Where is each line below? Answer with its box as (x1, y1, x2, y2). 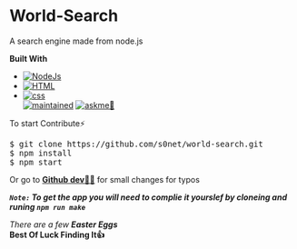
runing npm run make (9, 201, 86, 212)
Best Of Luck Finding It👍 (9, 229, 105, 240)
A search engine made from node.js (9, 35, 144, 46)
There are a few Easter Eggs (9, 219, 118, 230)
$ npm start (9, 156, 63, 167)
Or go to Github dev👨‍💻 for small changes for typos (9, 174, 200, 184)
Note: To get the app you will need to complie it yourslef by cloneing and (9, 192, 288, 203)
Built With (9, 53, 48, 64)
